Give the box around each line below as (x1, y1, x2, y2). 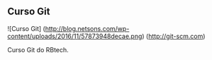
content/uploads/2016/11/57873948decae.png (7, 32, 143, 40)
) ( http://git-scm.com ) (141, 32, 206, 40)
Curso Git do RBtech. (7, 45, 69, 54)
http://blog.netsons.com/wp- (45, 24, 130, 32)
